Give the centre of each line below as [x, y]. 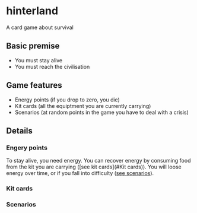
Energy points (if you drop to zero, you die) [67, 100]
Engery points [27, 148]
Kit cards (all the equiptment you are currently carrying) [83, 106]
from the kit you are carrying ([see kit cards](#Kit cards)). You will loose [94, 167]
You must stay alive [39, 60]
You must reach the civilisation [52, 66]
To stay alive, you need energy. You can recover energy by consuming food [99, 161]
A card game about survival [40, 27]
